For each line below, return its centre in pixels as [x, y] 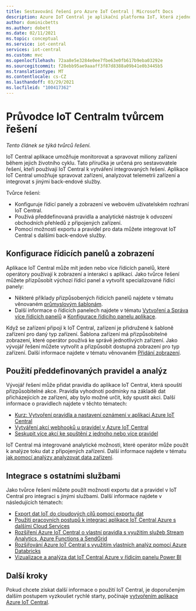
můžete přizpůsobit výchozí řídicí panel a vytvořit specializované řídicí [90, 280]
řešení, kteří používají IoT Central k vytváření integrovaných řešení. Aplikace [97, 169]
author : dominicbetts [32, 22]
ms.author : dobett [28, 28]
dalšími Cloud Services [42, 526]
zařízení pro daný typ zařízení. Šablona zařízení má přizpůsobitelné [87, 334]
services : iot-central [34, 50]
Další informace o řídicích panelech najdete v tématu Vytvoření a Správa [101, 310]
